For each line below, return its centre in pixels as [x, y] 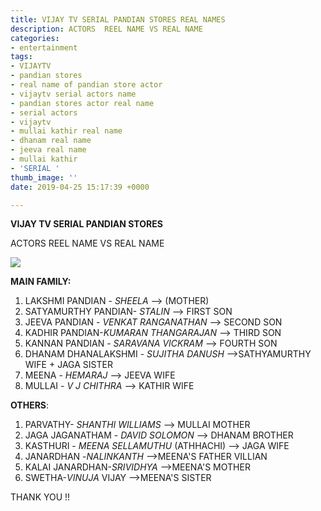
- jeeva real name [48, 150]
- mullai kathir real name [66, 131]
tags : [21, 57]
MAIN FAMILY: [41, 282]
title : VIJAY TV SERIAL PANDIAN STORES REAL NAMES [118, 19]
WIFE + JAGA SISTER [68, 365]
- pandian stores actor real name [82, 103]
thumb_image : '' [44, 177]
